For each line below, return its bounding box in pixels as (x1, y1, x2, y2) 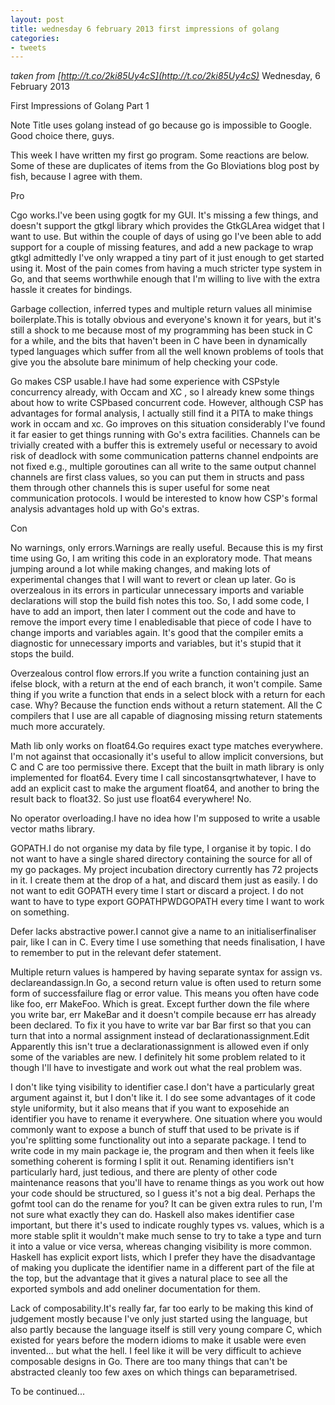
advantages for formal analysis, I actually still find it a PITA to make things (10, 407, 314, 420)
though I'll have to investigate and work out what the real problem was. (10, 1062, 303, 1074)
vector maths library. (10, 823, 96, 835)
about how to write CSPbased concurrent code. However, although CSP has (10, 397, 324, 409)
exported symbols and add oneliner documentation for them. (10, 1283, 261, 1295)
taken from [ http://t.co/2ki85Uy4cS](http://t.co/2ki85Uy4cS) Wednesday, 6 (10, 70, 321, 82)
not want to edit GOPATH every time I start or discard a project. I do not (10, 885, 304, 897)
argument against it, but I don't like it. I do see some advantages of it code (10, 1092, 316, 1104)
